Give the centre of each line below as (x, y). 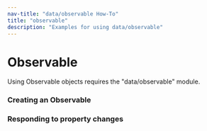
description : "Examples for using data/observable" (85, 27)
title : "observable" (38, 21)
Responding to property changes (66, 119)
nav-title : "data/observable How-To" (63, 14)
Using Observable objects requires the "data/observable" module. (104, 81)
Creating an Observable (49, 100)
